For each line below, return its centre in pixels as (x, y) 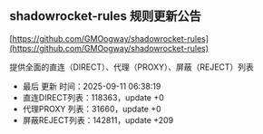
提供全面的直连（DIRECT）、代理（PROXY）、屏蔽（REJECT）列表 (131, 67)
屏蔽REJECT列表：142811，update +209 (98, 120)
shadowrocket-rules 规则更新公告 (105, 16)
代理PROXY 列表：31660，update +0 (92, 109)
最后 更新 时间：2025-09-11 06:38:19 (92, 86)
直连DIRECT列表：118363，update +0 (93, 97)
